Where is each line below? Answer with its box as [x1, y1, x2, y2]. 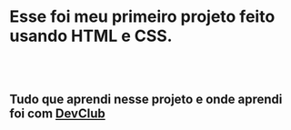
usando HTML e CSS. [9, 25, 173, 46]
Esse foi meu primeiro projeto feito [9, 6, 276, 27]
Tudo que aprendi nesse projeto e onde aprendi [9, 92, 283, 107]
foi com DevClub [9, 106, 106, 122]
